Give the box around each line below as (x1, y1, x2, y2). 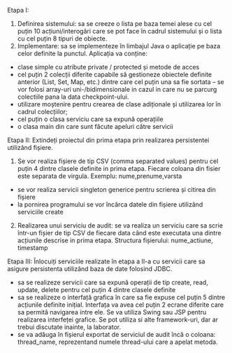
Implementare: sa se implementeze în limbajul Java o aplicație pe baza (17, 42, 221, 50)
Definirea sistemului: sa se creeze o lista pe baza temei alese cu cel (17, 20, 212, 27)
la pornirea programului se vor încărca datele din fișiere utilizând (17, 200, 203, 209)
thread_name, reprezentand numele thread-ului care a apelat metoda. (17, 338, 218, 346)
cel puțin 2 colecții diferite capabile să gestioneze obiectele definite (17, 70, 212, 78)
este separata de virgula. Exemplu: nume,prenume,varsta (17, 172, 182, 180)
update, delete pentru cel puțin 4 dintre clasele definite (17, 286, 176, 293)
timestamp (17, 244, 48, 251)
